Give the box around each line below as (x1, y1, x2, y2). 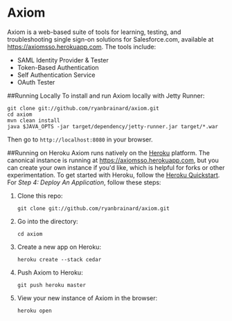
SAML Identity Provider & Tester (17, 55, 109, 64)
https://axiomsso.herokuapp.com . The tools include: (7, 42, 157, 51)
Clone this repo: (17, 191, 63, 200)
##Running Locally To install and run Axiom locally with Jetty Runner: (7, 92, 205, 100)
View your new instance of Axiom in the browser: (17, 293, 158, 302)
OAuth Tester (17, 78, 55, 86)
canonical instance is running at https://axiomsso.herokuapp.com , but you (7, 156, 220, 164)
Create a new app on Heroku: (17, 243, 102, 251)
